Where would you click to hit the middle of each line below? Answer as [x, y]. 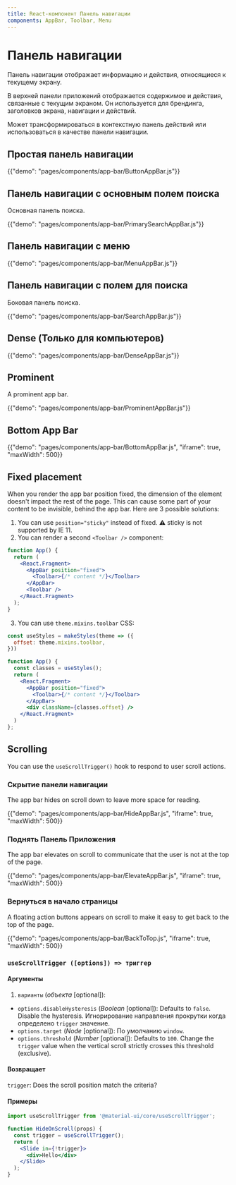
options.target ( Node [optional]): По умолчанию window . [101, 1031]
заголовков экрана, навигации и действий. [72, 111]
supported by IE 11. [45, 530]
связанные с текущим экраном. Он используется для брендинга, [106, 104]
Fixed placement [45, 477]
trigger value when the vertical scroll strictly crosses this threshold [116, 1045]
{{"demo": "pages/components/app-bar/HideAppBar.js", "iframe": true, [110, 814]
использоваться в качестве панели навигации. [78, 132]
